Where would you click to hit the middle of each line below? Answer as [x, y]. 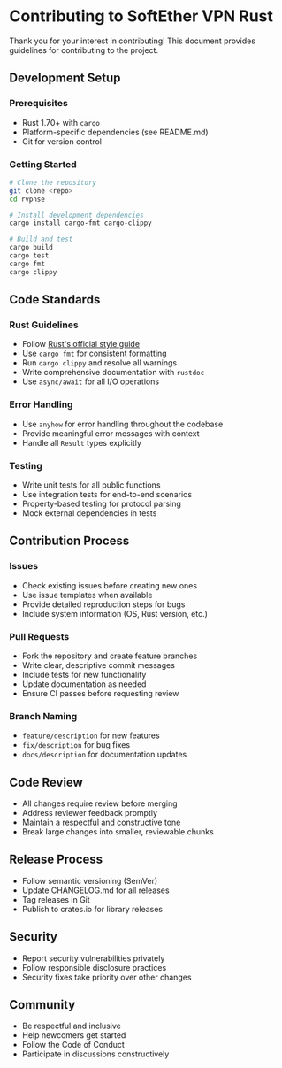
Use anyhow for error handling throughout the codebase [122, 424]
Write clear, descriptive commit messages [98, 665]
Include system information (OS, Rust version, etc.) [114, 613]
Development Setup [65, 78]
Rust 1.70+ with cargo [61, 122]
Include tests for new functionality [84, 674]
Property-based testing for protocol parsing [101, 503]
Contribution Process [69, 541]
